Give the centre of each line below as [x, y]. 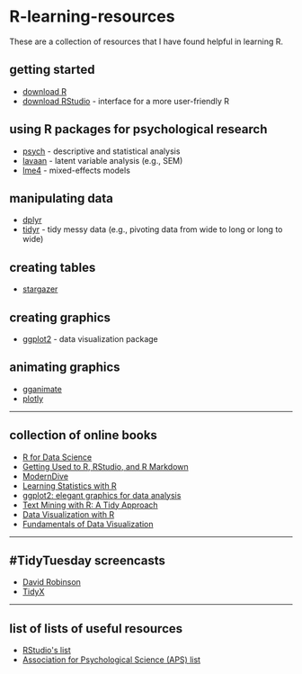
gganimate [42, 389]
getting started [52, 70]
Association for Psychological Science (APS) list [111, 660]
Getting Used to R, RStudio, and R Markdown [105, 466]
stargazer [40, 289]
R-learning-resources [92, 17]
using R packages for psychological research [138, 129]
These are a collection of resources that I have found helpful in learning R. [147, 41]
